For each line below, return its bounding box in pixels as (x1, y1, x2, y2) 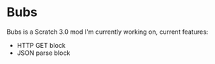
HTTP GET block (16, 41, 66, 49)
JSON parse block (16, 49, 71, 57)
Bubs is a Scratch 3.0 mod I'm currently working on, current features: (6, 27, 209, 36)
